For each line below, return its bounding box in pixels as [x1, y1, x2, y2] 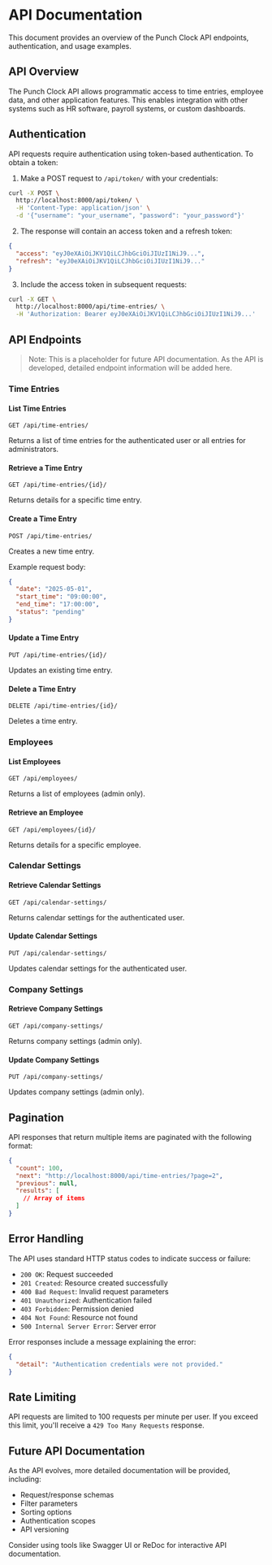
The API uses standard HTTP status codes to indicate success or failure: [8, 1254, 252, 1263]
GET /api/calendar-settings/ [8, 898, 107, 906]
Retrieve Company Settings [8, 1004, 103, 1014]
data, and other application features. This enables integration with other [8, 95, 248, 105]
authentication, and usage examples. [8, 41, 132, 50]
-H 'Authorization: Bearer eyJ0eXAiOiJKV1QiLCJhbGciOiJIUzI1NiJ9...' [15, 311, 256, 319]
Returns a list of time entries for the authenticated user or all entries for [8, 436, 246, 446]
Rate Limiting [8, 1390, 76, 1404]
